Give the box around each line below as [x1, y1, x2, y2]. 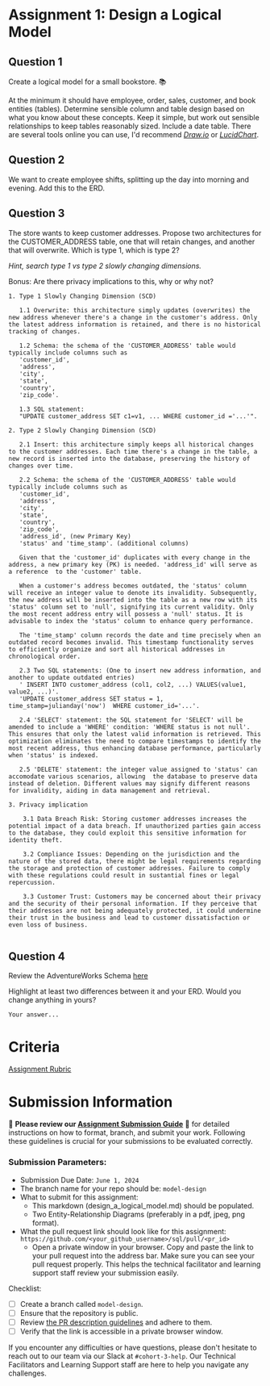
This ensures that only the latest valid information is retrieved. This [8, 730, 262, 738]
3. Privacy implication [8, 801, 89, 809]
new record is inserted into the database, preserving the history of [8, 454, 251, 463]
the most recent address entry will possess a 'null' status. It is [8, 609, 243, 618]
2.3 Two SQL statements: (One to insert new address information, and [19, 666, 262, 675]
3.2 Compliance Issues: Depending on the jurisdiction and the [23, 850, 240, 858]
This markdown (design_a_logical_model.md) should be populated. [31, 1200, 255, 1210]
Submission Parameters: [8, 1157, 107, 1168]
